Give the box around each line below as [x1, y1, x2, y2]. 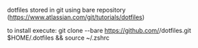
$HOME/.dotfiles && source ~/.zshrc [7, 34, 110, 42]
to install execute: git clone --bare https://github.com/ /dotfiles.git [7, 27, 191, 34]
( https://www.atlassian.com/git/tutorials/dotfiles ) [7, 13, 145, 21]
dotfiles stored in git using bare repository [7, 6, 126, 14]
